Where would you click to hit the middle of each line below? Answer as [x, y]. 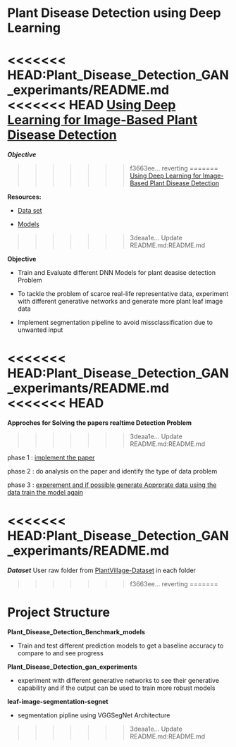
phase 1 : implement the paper [51, 458]
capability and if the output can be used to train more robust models [116, 688]
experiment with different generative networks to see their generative [118, 680]
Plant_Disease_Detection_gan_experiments [72, 667]
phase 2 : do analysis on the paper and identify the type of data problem [112, 471]
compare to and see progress [60, 653]
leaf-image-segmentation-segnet [58, 701]
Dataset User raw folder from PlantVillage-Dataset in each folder [101, 570]
